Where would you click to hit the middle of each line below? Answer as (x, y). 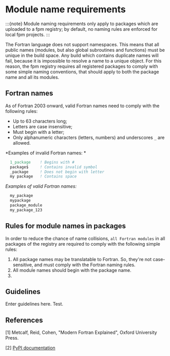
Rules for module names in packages (65, 226)
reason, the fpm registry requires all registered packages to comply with (82, 66)
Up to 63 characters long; (40, 121)
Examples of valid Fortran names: (41, 186)
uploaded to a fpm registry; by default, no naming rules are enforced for (81, 29)
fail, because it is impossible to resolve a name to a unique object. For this (83, 61)
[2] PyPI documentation (30, 348)
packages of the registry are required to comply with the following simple (83, 244)
